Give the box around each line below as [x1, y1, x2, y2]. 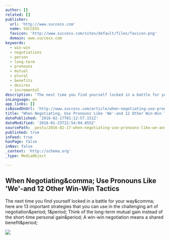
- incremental [10, 87, 39, 93]
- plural [10, 73, 28, 78]
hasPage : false [5, 139, 37, 144]
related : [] [5, 12, 30, 17]
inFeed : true [5, 135, 33, 140]
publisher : [5, 17, 28, 22]
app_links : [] [5, 102, 35, 107]
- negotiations [10, 50, 42, 55]
